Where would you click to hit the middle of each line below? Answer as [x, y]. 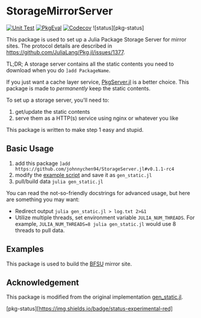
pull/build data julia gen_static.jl [59, 181]
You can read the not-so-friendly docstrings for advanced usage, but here [98, 193]
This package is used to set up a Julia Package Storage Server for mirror [96, 39]
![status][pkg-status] [119, 28]
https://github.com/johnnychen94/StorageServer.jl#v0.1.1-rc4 [94, 169]
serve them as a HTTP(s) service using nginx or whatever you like [97, 118]
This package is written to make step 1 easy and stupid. [75, 129]
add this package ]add [42, 163]
